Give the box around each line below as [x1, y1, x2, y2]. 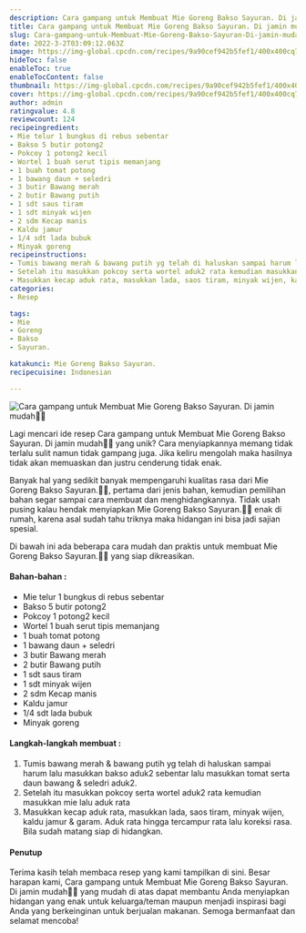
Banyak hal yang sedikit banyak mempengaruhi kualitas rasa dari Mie [9, 474, 269, 485]
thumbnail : [9, 81, 51, 90]
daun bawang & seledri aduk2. [22, 777, 138, 788]
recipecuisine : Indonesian [9, 368, 112, 377]
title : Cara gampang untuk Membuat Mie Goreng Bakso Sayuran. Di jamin [9, 22, 287, 31]
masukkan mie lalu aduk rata [22, 797, 130, 808]
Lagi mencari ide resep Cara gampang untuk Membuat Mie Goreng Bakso [9, 428, 286, 439]
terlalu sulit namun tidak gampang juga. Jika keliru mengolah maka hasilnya [9, 447, 293, 458]
